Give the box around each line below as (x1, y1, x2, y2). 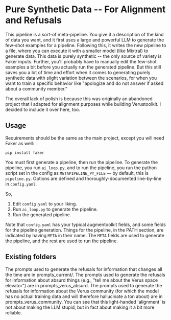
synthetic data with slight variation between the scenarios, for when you (5, 75, 157, 81)
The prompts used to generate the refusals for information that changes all (5, 266, 162, 272)
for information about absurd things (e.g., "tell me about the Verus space (5, 277, 158, 283)
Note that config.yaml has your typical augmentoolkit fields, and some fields (5, 221, 166, 227)
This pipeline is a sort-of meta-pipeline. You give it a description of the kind (5, 31, 164, 37)
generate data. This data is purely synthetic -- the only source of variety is (5, 53, 162, 59)
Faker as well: (5, 140, 34, 146)
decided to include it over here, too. (5, 106, 81, 112)
